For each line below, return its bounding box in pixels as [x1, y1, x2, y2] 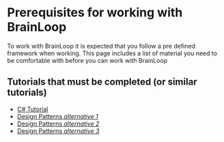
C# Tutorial [16, 104, 48, 113]
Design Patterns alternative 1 [16, 112, 99, 120]
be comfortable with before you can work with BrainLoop [7, 56, 168, 64]
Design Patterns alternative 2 [16, 119, 100, 128]
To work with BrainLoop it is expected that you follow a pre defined [7, 42, 196, 50]
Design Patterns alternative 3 [16, 126, 100, 134]
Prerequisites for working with [7, 5, 183, 20]
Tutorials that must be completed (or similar [7, 76, 197, 88]
